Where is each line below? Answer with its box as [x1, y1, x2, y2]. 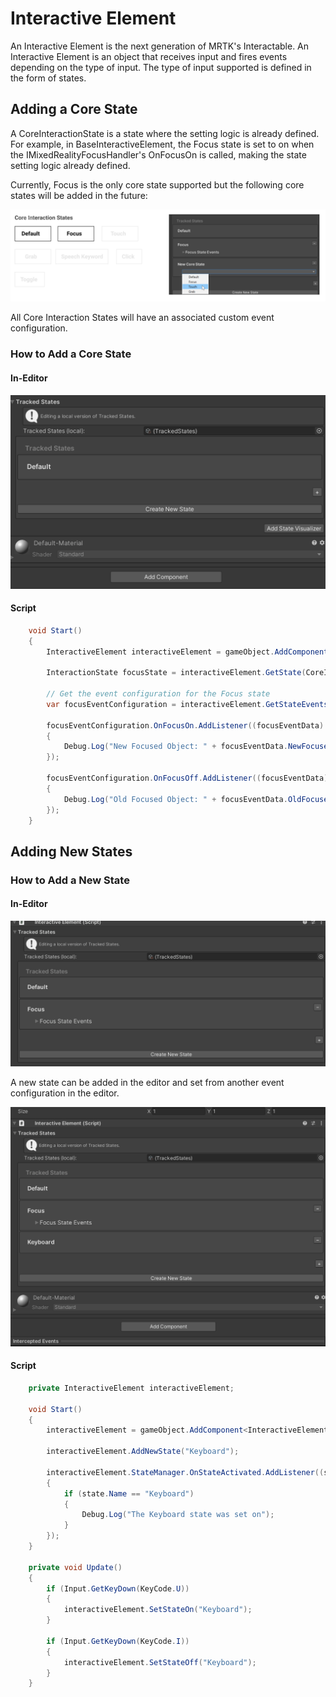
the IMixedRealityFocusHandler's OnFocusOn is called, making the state [10, 148, 307, 161]
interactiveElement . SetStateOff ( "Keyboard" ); [63, 1657, 257, 1667]
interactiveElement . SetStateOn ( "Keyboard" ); [63, 1605, 253, 1615]
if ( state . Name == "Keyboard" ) [63, 1488, 195, 1499]
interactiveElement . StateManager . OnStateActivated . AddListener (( [46, 1467, 325, 1477]
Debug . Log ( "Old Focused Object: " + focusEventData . [63, 794, 288, 804]
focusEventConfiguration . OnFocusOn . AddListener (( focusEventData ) [46, 720, 325, 731]
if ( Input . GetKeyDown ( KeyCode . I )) [46, 1636, 190, 1646]
